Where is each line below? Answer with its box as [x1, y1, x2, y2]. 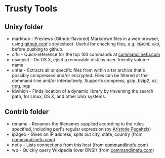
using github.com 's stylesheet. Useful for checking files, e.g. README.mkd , [11, 41, 161, 47]
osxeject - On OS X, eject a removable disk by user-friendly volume [11, 57, 149, 62]
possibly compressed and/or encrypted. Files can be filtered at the [11, 73, 148, 78]
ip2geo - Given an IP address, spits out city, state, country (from [11, 131, 143, 137]
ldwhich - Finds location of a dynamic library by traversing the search [11, 88, 154, 94]
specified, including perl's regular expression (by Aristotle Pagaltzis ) [11, 126, 151, 132]
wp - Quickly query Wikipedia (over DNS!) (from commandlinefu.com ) [11, 147, 154, 153]
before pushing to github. [11, 46, 64, 52]
